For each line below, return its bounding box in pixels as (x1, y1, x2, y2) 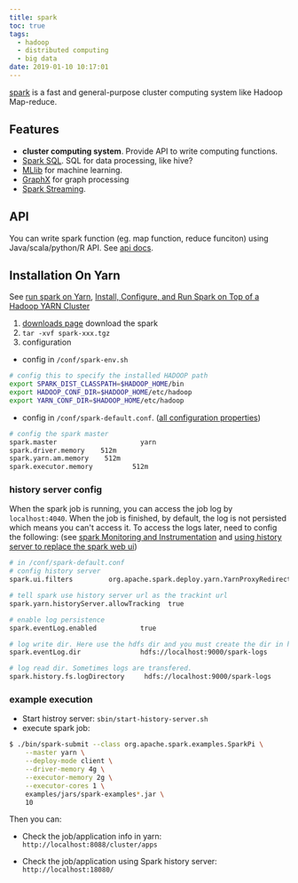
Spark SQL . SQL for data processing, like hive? (21, 155, 193, 165)
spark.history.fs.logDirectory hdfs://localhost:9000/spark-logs (9, 672, 272, 681)
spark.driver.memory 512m (9, 446, 117, 455)
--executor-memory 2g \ (25, 773, 114, 782)
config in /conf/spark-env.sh (21, 354, 129, 365)
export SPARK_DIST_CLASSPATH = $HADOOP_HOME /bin (9, 379, 184, 389)
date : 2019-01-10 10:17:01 (9, 63, 109, 72)
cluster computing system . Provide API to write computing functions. (21, 146, 278, 156)
